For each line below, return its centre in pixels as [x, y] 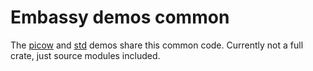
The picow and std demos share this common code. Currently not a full [157, 45]
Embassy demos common [120, 17]
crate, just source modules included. [85, 55]
